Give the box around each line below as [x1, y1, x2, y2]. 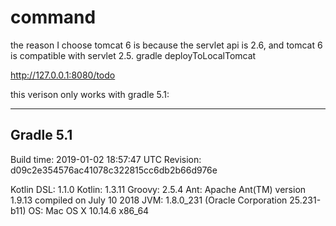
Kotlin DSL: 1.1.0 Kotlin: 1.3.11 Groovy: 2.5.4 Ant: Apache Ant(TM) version [10, 183, 307, 195]
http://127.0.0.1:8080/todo [10, 69, 116, 81]
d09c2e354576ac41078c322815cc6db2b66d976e [10, 164, 218, 176]
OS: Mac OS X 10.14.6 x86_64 [28, 204, 150, 216]
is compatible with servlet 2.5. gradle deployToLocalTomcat [10, 49, 257, 61]
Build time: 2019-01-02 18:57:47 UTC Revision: [10, 153, 202, 165]
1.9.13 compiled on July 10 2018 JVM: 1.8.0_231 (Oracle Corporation [10, 194, 288, 206]
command [10, 6, 97, 29]
